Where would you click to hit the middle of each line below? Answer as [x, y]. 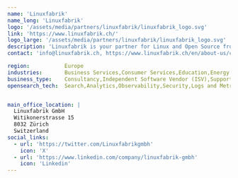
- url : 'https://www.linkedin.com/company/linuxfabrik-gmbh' [106, 157]
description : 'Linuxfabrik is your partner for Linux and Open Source [114, 47]
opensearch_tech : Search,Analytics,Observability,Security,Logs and [112, 85]
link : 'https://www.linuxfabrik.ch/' [63, 34]
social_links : [28, 137]
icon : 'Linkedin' [46, 164]
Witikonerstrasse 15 [44, 118]
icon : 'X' [35, 150]
